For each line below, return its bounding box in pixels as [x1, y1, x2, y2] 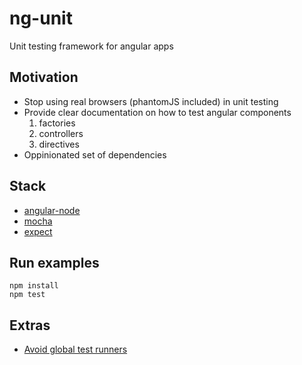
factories [38, 117, 76, 129]
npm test [9, 290, 46, 300]
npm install [9, 281, 59, 291]
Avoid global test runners [23, 343, 128, 356]
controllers [38, 127, 84, 139]
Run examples [9, 254, 100, 271]
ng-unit [9, 7, 73, 30]
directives [38, 138, 80, 150]
